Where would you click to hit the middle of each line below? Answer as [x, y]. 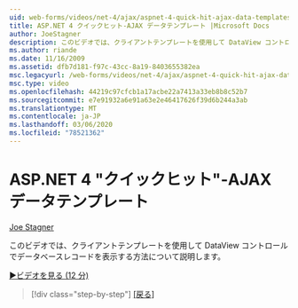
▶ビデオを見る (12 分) [49, 275]
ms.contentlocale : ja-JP [55, 116]
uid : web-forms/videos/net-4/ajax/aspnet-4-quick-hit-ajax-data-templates [150, 17]
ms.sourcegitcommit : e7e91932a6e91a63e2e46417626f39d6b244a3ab [129, 100]
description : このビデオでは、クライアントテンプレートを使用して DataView [135, 42]
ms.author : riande [43, 51]
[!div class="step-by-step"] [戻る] [93, 294]
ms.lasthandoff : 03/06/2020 [61, 125]
